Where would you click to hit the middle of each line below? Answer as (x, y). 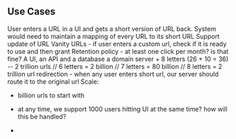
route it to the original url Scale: (53, 82)
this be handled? (42, 116)
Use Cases (32, 12)
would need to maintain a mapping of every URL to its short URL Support (113, 36)
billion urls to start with (51, 95)
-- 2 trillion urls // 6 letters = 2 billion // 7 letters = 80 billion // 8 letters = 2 (115, 66)
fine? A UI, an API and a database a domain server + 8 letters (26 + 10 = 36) (118, 59)
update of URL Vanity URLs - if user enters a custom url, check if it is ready (117, 44)
